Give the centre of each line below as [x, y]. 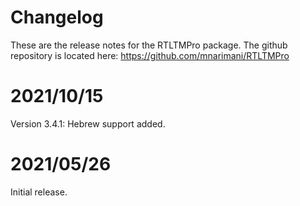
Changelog [57, 17]
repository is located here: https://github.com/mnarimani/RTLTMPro [150, 55]
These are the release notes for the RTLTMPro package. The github [149, 45]
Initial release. [39, 192]
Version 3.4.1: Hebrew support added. [88, 123]
